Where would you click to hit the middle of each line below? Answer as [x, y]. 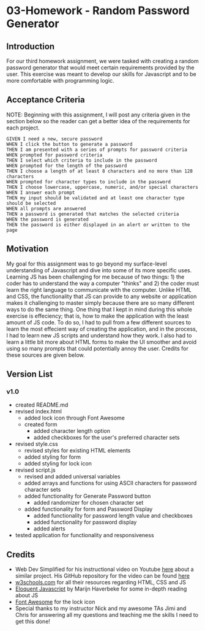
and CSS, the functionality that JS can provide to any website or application [102, 296]
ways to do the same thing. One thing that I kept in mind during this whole [99, 309]
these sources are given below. [46, 355]
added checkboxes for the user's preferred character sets [106, 438]
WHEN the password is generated [47, 219]
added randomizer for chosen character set [88, 503]
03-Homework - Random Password [98, 11]
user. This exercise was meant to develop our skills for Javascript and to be [102, 74]
